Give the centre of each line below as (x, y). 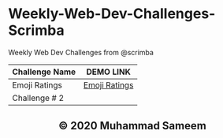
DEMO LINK (109, 72)
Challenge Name (44, 72)
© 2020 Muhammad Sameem (132, 126)
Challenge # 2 (38, 98)
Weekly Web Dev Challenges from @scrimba (81, 52)
